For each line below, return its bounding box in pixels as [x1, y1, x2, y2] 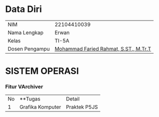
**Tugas [19, 95, 41, 102]
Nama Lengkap [8, 29, 44, 36]
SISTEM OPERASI [5, 65, 79, 77]
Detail [66, 95, 80, 102]
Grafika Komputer [19, 103, 61, 110]
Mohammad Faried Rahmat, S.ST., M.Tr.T [54, 45, 151, 52]
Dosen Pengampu [8, 45, 50, 52]
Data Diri [5, 3, 42, 15]
